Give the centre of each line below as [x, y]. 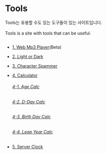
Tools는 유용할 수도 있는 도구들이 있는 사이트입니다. [54, 22]
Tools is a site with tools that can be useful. [48, 33]
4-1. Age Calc [26, 86]
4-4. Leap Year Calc [32, 132]
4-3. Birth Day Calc [31, 117]
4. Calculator [25, 75]
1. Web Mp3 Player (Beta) [37, 47]
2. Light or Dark [28, 57]
